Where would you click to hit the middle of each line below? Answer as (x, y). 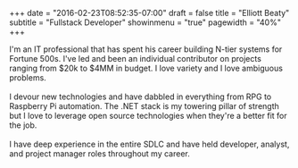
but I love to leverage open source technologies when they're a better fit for (148, 116)
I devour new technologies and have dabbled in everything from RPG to (141, 97)
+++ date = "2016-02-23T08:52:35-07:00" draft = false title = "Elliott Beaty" (149, 13)
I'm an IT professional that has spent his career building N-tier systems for (146, 49)
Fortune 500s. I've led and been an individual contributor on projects (135, 59)
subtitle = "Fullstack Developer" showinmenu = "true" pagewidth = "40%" (145, 22)
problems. (28, 78)
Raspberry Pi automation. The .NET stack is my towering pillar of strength (144, 106)
